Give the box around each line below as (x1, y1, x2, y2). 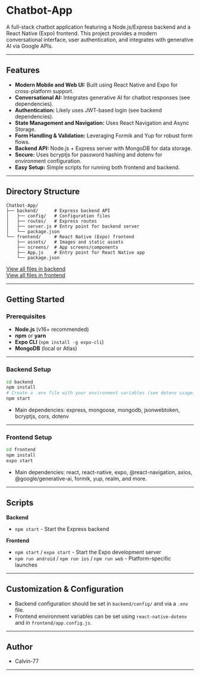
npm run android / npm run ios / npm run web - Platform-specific (14, 555, 171, 562)
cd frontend (6, 447, 36, 453)
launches (14, 561, 37, 568)
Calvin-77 (14, 657, 39, 665)
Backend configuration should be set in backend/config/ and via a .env (14, 600, 189, 607)
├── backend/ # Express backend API (6, 207, 111, 214)
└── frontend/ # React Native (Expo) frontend (6, 233, 135, 239)
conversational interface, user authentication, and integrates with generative (6, 36, 193, 43)
